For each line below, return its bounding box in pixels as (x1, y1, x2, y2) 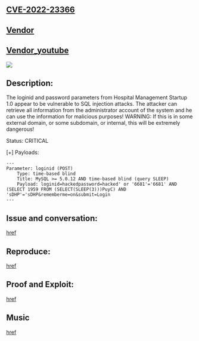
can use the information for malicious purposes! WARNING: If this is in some (6, 113, 193, 120)
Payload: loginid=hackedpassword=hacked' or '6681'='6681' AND (17, 182, 178, 188)
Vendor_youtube (6, 45, 69, 56)
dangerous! (6, 125, 35, 133)
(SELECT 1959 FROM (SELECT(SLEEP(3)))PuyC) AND (6, 186, 127, 193)
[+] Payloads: (6, 149, 39, 156)
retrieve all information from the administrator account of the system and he (6, 107, 192, 114)
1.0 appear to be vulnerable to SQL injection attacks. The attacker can (6, 100, 178, 107)
